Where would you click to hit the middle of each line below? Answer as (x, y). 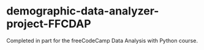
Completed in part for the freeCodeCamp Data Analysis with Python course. (102, 40)
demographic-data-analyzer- (83, 11)
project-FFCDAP (49, 24)
